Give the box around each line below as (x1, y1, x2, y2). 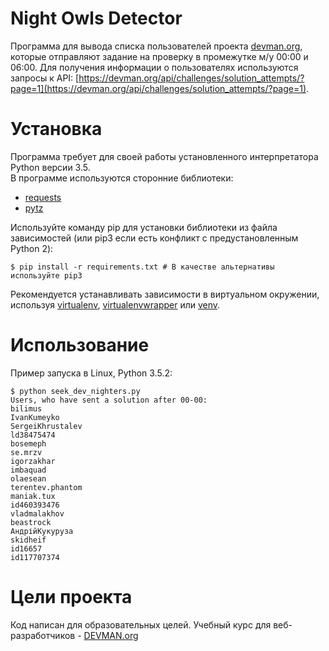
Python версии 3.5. (10, 161, 91, 173)
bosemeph (10, 438, 47, 449)
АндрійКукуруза (10, 526, 74, 536)
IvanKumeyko (10, 412, 60, 422)
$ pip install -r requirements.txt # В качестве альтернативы (10, 262, 275, 272)
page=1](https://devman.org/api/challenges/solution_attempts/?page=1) (10, 82, 307, 94)
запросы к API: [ (10, 72, 80, 84)
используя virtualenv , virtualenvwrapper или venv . (10, 298, 221, 311)
